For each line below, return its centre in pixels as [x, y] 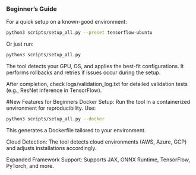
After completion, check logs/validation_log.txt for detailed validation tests [97, 84]
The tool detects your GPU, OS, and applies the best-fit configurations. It [95, 66]
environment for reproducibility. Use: [51, 108]
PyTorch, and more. [30, 166]
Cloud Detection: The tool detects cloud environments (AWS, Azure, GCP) [97, 142]
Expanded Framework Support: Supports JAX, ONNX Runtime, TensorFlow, [98, 160]
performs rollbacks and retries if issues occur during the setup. [83, 72]
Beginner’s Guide [32, 9]
